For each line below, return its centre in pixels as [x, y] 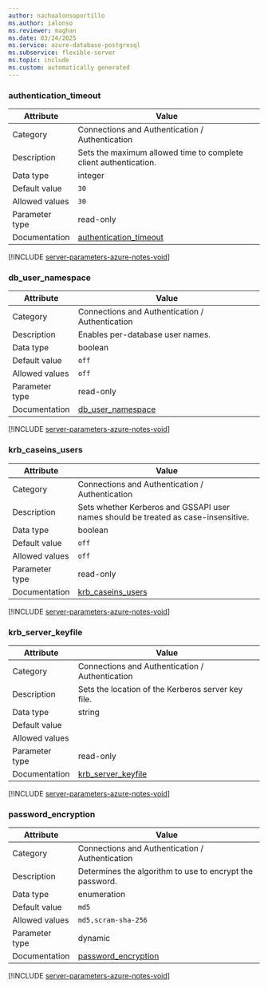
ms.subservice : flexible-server [62, 53]
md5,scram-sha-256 [112, 920]
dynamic [94, 939]
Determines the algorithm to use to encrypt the [166, 871]
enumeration [102, 895]
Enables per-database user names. [144, 334]
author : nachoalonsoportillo [57, 16]
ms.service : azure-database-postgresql [75, 45]
